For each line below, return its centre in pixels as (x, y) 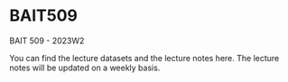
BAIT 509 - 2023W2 (47, 41)
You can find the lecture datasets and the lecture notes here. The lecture (144, 58)
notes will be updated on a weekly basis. (85, 68)
